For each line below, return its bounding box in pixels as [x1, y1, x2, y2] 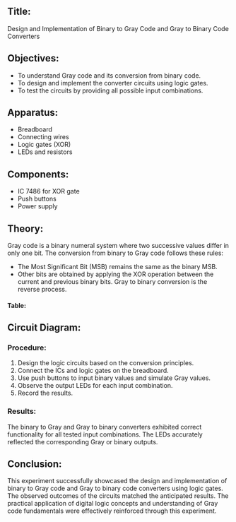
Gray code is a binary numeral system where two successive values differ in [7, 242, 230, 250]
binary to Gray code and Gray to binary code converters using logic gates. [7, 484, 224, 493]
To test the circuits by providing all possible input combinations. [17, 86, 203, 95]
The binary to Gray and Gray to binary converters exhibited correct [7, 422, 202, 431]
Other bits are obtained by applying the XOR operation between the [17, 270, 214, 278]
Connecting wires [17, 133, 69, 141]
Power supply [17, 202, 58, 210]
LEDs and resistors [17, 148, 73, 156]
